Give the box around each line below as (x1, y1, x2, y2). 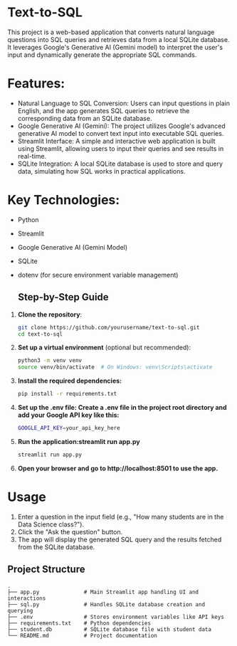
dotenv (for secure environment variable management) (17, 270, 179, 279)
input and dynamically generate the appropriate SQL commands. (7, 51, 197, 59)
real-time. (17, 152, 47, 160)
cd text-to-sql (17, 330, 63, 338)
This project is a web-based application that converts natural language (7, 28, 215, 36)
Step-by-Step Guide (17, 291, 109, 303)
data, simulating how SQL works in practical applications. (17, 166, 186, 175)
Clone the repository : (17, 310, 83, 319)
